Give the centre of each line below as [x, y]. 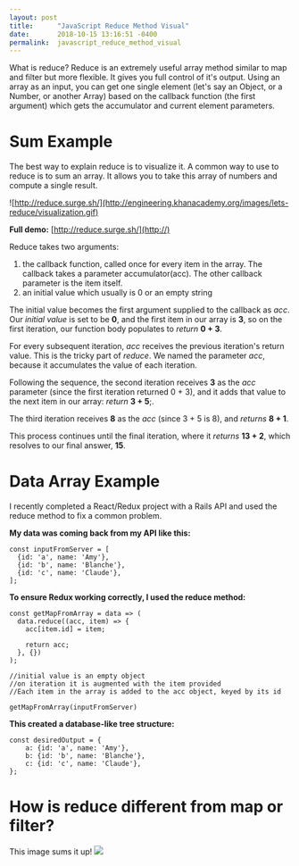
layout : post [33, 17]
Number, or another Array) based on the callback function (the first [133, 96]
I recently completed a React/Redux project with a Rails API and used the [143, 506]
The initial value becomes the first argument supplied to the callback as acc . [149, 310]
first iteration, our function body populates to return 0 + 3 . [116, 329]
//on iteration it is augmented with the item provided [115, 684]
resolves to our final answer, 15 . [68, 445]
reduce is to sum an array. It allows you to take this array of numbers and [144, 176]
